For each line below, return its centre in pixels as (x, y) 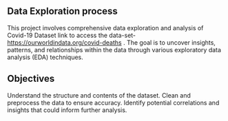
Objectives (31, 79)
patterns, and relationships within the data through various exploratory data (114, 49)
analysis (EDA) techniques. (45, 57)
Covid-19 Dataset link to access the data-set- (72, 35)
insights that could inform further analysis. (67, 110)
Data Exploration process (63, 11)
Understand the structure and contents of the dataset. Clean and (99, 95)
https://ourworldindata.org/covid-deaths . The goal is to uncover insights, (111, 42)
